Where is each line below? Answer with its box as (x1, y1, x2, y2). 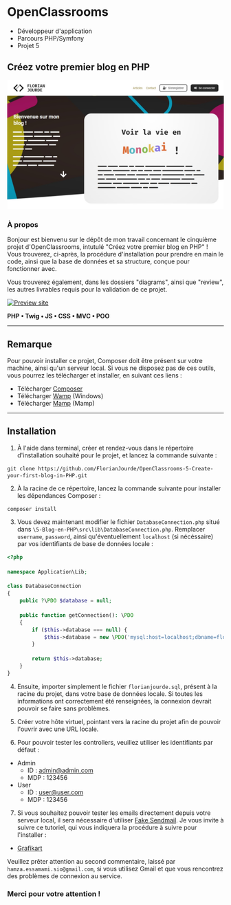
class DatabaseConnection (7, 582, 81, 590)
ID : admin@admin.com (27, 766, 94, 774)
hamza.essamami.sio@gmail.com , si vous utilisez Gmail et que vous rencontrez (7, 864, 223, 873)
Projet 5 (16, 41, 40, 50)
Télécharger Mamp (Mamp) (16, 400, 95, 408)
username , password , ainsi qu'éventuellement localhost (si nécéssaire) (16, 532, 214, 541)
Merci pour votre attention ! (7, 888, 101, 898)
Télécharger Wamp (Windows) (16, 392, 104, 400)
